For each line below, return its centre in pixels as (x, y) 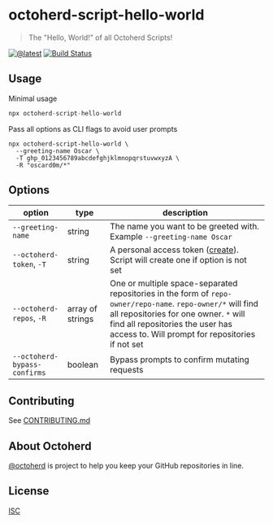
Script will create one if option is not (178, 260)
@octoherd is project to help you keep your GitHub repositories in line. (126, 466)
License (29, 491)
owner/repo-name (141, 304)
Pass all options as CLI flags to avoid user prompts (93, 129)
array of (82, 309)
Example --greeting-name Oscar (171, 237)
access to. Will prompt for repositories (182, 334)
